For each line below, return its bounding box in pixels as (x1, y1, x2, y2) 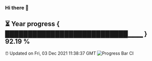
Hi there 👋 (5, 4, 29, 11)
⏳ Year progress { (5, 20, 60, 28)
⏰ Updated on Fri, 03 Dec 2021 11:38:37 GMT (5, 50, 96, 56)
